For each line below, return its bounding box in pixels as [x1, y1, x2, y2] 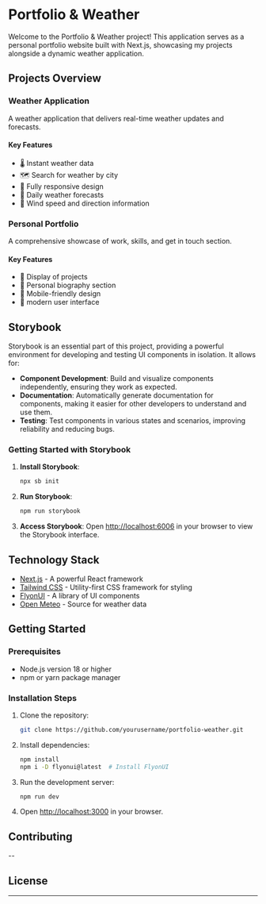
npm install [19, 756, 59, 764]
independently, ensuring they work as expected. [19, 383, 178, 392]
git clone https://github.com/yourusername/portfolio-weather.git [19, 725, 244, 733]
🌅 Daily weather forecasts [19, 190, 104, 199]
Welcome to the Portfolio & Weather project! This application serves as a [8, 32, 245, 41]
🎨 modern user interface [19, 298, 100, 307]
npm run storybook [19, 507, 81, 515]
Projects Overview [8, 71, 101, 85]
